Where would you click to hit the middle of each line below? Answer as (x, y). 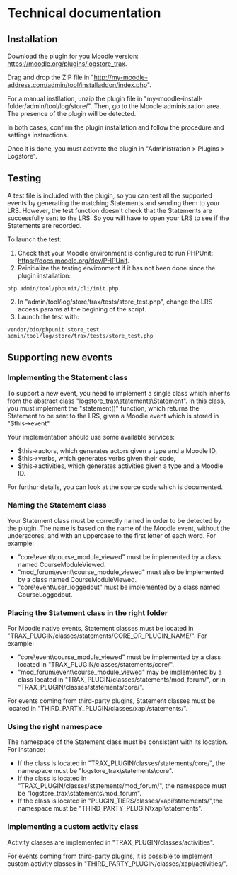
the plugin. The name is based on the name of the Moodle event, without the (119, 528)
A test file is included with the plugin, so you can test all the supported (110, 195)
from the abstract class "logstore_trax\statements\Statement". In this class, (116, 401)
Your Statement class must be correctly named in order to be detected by (114, 520)
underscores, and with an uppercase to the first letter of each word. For (112, 535)
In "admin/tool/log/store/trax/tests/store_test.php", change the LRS (115, 302)
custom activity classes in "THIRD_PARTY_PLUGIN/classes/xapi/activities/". (118, 863)
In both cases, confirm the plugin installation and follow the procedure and (116, 127)
